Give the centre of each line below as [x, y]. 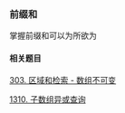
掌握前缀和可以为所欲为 [53, 36]
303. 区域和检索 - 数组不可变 [63, 80]
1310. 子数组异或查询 [48, 99]
